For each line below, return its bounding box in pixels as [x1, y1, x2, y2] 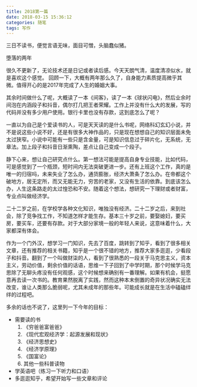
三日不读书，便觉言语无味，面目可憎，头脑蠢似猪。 [6, 42, 130, 49]
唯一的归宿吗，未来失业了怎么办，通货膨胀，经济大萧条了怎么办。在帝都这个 [6, 171, 191, 178]
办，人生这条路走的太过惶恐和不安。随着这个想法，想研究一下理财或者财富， [6, 185, 191, 192]
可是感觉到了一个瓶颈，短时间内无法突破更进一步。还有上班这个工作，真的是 [6, 163, 191, 171]
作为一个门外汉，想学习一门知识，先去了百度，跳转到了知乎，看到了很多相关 [6, 239, 191, 247]
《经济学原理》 [23, 345, 60, 353]
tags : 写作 [6, 25, 31, 31]
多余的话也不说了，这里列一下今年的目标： [6, 303, 109, 311]
